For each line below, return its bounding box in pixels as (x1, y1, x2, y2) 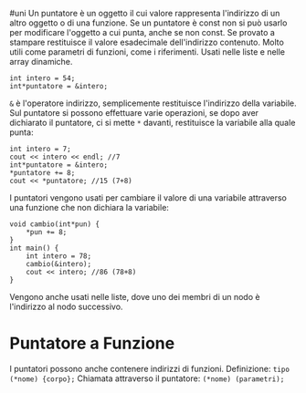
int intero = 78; (26, 252, 92, 261)
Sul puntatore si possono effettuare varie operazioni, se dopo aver (9, 108, 259, 118)
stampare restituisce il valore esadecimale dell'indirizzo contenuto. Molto (9, 36, 285, 47)
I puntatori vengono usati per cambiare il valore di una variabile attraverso (9, 192, 288, 203)
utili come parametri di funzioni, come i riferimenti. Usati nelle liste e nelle (9, 47, 286, 57)
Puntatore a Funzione (9, 333, 175, 354)
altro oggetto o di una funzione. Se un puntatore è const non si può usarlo (9, 17, 288, 28)
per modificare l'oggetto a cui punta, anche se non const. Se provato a (9, 27, 276, 37)
